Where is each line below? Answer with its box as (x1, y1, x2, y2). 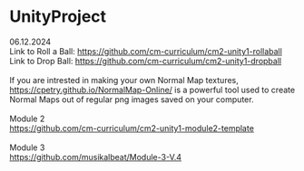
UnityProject (9, 6, 107, 27)
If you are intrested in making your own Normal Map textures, (9, 74, 239, 85)
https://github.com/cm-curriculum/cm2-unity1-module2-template (9, 122, 254, 133)
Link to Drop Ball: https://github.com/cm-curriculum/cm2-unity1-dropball (9, 55, 282, 66)
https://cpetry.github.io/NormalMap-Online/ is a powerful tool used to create (9, 84, 296, 95)
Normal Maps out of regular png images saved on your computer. (9, 93, 254, 105)
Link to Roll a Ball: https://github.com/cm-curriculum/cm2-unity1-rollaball (9, 45, 283, 56)
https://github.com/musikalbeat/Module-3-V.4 (9, 151, 182, 162)
